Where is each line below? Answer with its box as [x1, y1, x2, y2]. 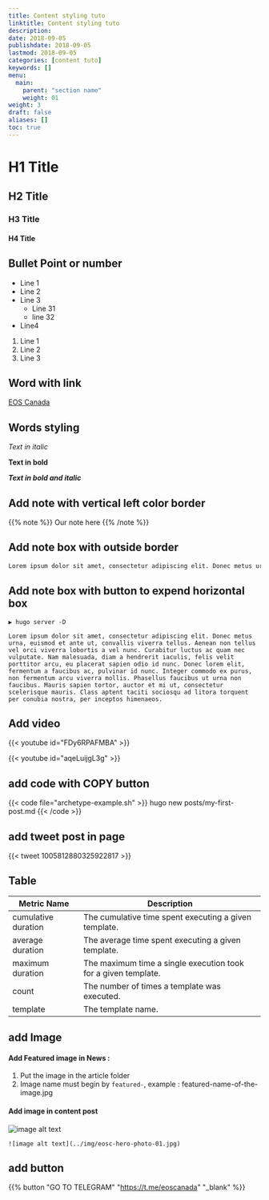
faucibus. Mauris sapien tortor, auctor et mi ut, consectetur [8, 681, 224, 689]
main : [15, 79, 34, 87]
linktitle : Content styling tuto [8, 19, 120, 27]
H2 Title [8, 190, 49, 203]
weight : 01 [22, 94, 59, 102]
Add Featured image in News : [8, 1053, 110, 1062]
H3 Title [8, 214, 40, 225]
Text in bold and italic [8, 473, 82, 483]
